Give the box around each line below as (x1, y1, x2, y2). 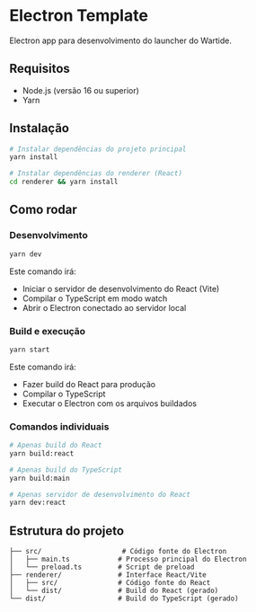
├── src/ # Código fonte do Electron (9, 547, 227, 556)
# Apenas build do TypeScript (9, 465, 123, 475)
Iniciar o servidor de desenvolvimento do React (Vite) (22, 283, 220, 294)
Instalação (9, 120, 70, 136)
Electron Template (9, 5, 148, 26)
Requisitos (9, 61, 70, 76)
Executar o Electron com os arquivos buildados (22, 397, 198, 409)
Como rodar (9, 202, 78, 217)
